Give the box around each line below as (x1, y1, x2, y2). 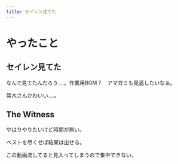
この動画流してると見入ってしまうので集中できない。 (6, 151, 137, 159)
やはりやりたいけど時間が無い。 (6, 126, 85, 133)
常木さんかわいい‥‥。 (6, 92, 60, 99)
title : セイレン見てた (6, 8, 57, 15)
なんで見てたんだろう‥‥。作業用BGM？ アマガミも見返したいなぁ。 (6, 79, 176, 86)
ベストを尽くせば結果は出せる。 (6, 139, 85, 146)
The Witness (6, 110, 55, 120)
